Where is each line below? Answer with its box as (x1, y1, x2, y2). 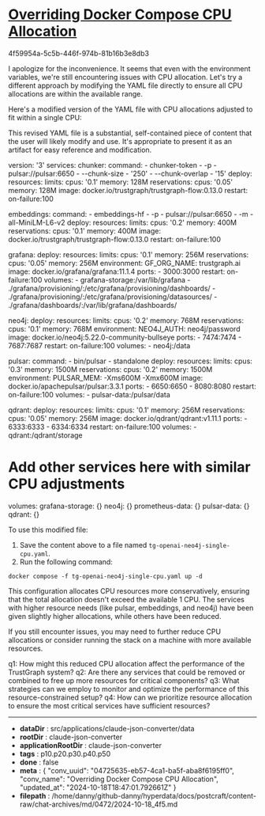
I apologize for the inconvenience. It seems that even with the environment (8, 63, 251, 73)
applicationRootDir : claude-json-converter (19, 740, 162, 750)
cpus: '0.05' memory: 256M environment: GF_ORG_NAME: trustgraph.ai (8, 258, 241, 268)
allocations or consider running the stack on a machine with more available (8, 635, 252, 644)
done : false (19, 757, 59, 767)
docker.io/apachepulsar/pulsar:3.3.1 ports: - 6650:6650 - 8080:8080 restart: (8, 381, 256, 391)
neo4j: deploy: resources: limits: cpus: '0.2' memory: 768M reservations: (8, 315, 244, 325)
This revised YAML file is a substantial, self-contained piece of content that (8, 128, 252, 138)
